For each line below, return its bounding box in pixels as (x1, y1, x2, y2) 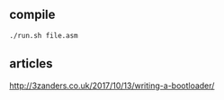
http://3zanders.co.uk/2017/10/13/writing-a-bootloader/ (9, 80, 215, 91)
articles (9, 56, 53, 71)
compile (9, 7, 56, 23)
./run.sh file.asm (9, 31, 78, 40)
